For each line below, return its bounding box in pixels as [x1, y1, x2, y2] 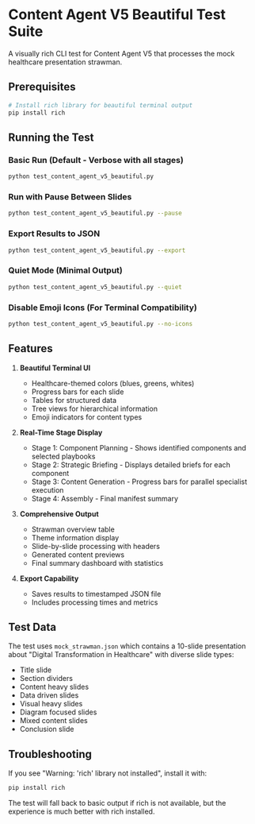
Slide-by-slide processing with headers [31, 541, 161, 551]
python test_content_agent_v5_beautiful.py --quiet [8, 283, 182, 291]
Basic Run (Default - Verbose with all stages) [8, 154, 184, 165]
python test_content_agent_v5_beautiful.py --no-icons [8, 319, 193, 327]
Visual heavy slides [19, 699, 83, 709]
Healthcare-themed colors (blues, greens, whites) [31, 378, 195, 388]
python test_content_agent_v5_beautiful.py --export [8, 246, 186, 254]
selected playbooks [31, 451, 96, 461]
